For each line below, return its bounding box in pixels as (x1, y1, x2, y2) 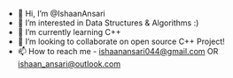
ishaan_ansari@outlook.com (17, 59, 121, 69)
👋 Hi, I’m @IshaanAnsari (17, 9, 105, 18)
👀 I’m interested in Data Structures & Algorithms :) (17, 18, 199, 28)
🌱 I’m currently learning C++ (17, 27, 121, 37)
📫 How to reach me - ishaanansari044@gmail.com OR (17, 46, 219, 56)
